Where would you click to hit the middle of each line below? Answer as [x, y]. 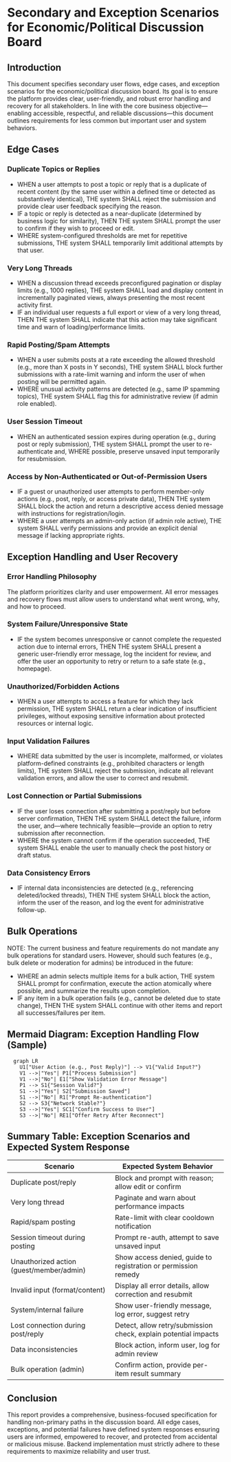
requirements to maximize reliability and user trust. [79, 1452]
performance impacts [150, 1206]
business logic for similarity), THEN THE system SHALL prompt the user [119, 221]
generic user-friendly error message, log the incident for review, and [114, 653]
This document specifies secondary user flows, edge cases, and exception [113, 84]
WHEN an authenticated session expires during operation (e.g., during [117, 436]
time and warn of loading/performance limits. [81, 327]
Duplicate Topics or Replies [54, 169]
